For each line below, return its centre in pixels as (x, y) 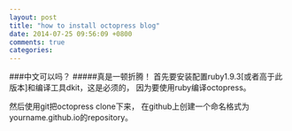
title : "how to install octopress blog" (85, 26)
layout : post (33, 17)
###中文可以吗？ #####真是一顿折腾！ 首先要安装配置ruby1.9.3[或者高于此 (146, 77)
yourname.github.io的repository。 (71, 118)
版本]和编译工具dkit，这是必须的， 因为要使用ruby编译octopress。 (130, 88)
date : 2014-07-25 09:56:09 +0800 (71, 34)
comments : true (37, 42)
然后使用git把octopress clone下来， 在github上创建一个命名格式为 (130, 106)
